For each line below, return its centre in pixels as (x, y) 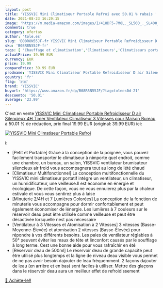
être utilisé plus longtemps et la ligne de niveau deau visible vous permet (85, 256)
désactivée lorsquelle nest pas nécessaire (54, 220)
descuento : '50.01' (25, 95)
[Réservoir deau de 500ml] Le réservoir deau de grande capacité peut (82, 251)
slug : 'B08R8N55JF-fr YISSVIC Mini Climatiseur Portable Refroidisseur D (81, 41)
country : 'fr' (19, 77)
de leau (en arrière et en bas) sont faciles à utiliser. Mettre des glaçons (83, 266)
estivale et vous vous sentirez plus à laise (54, 194)
